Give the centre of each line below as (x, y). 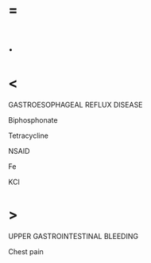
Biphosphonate (33, 120)
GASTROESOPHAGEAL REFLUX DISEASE (75, 105)
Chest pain (26, 252)
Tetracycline (29, 135)
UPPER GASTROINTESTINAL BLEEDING (74, 237)
